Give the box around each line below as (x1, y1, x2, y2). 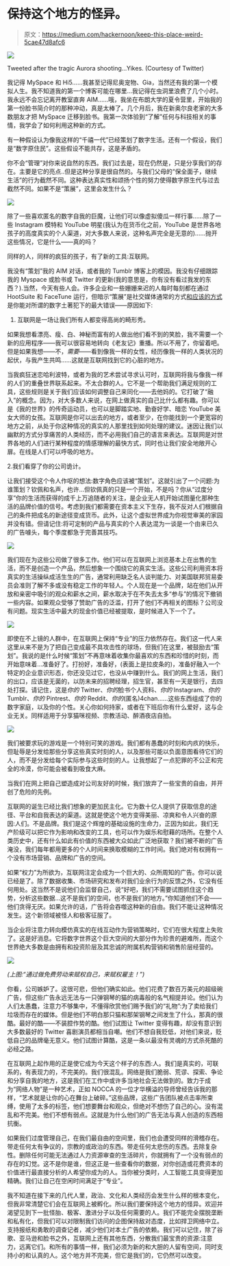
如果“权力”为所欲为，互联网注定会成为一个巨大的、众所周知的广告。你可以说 (7, 868, 222, 876)
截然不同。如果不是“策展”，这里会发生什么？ (7, 184, 133, 193)
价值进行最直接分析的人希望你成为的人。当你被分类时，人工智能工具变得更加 (7, 1168, 223, 1176)
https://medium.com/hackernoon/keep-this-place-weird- (42, 30, 203, 38)
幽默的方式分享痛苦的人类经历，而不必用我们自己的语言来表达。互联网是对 (7, 430, 217, 439)
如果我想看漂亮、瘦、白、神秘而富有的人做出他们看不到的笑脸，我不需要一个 (7, 330, 223, 338)
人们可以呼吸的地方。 (36, 447, 97, 456)
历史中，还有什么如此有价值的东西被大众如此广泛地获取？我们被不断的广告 (12, 836, 223, 844)
